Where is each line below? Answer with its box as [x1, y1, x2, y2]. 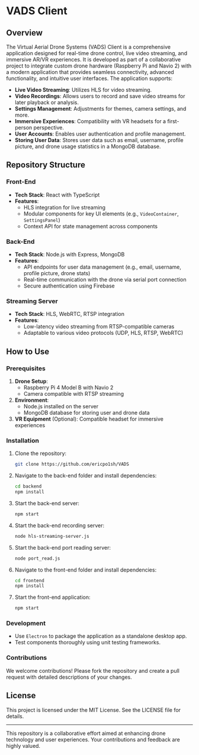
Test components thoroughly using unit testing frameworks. [14, 639, 161, 646]
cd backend [14, 483, 42, 489]
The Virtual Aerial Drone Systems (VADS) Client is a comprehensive [6, 43, 171, 50]
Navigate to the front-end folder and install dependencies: [14, 566, 157, 573]
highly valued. [6, 742, 40, 749]
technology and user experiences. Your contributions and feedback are [6, 735, 181, 743]
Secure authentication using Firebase [23, 282, 115, 289]
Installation [6, 436, 40, 444]
